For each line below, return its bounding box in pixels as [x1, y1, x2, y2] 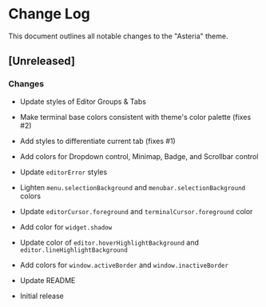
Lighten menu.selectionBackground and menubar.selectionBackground [19, 182, 246, 192]
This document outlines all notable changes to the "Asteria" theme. [8, 31, 228, 41]
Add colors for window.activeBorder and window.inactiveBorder [19, 260, 229, 269]
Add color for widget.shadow [19, 221, 113, 232]
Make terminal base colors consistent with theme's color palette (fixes [19, 112, 252, 122]
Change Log [8, 5, 90, 23]
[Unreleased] [8, 54, 76, 68]
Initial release [19, 291, 64, 301]
